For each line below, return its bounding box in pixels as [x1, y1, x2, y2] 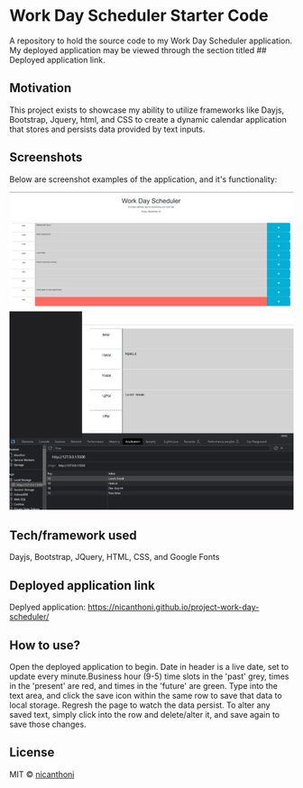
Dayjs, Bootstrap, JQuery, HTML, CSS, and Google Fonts [9, 552, 220, 563]
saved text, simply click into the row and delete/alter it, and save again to [9, 709, 280, 719]
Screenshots [9, 150, 83, 165]
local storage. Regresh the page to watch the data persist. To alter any [9, 700, 271, 710]
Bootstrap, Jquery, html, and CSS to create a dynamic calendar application [9, 114, 287, 124]
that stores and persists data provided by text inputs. [9, 124, 206, 134]
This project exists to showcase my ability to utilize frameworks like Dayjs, [9, 105, 285, 115]
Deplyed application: [9, 601, 87, 613]
